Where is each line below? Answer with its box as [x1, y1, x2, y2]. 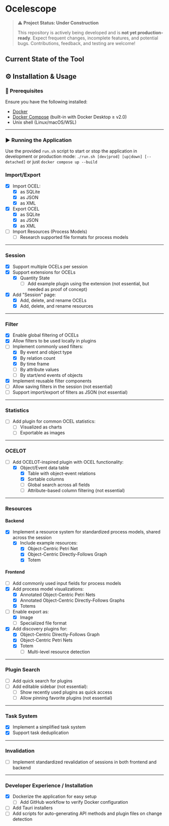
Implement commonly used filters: [12, 344, 83, 350]
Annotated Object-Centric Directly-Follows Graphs [20, 597, 125, 603]
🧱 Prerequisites [5, 87, 44, 94]
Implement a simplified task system [12, 724, 86, 730]
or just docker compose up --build [27, 159, 98, 165]
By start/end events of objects [20, 372, 83, 378]
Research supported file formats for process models [20, 234, 129, 240]
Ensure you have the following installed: [5, 99, 88, 105]
